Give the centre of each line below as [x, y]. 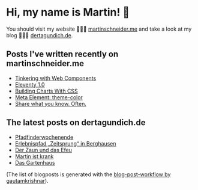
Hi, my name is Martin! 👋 [68, 12]
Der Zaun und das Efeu [43, 150]
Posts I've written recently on [62, 54]
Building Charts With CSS [46, 91]
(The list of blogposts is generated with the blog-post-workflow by [88, 174]
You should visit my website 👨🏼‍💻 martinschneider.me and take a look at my [99, 29]
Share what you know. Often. [51, 103]
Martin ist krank [34, 156]
